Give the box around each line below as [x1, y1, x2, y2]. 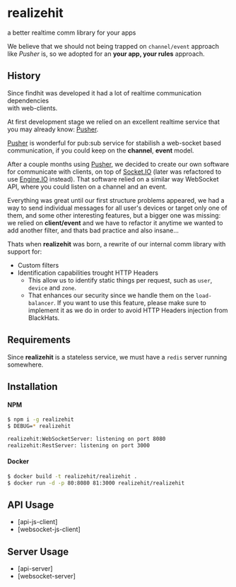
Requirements [7, 334, 71, 346]
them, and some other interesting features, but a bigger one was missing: [7, 211, 221, 220]
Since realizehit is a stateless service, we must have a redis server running [7, 352, 228, 361]
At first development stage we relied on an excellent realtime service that [7, 117, 220, 126]
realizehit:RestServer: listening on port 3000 [7, 441, 151, 449]
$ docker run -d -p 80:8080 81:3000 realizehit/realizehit [7, 479, 185, 487]
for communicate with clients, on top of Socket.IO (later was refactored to [7, 167, 222, 176]
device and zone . [28, 283, 76, 292]
